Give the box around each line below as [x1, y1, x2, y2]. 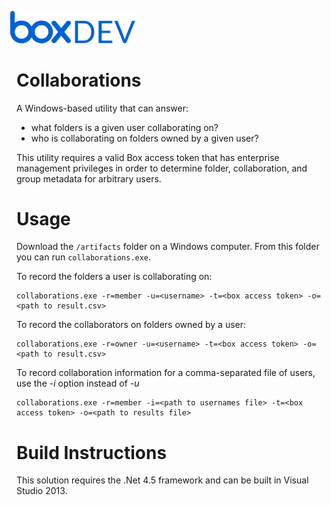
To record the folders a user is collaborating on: [16, 271, 213, 283]
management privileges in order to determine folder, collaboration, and [16, 162, 308, 174]
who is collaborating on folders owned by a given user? [30, 132, 259, 144]
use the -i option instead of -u [16, 377, 140, 390]
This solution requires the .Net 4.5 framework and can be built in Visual [16, 474, 309, 486]
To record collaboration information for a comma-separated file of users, [16, 367, 316, 379]
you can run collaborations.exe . [16, 251, 152, 263]
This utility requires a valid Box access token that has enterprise [16, 151, 280, 163]
